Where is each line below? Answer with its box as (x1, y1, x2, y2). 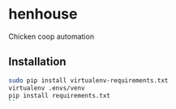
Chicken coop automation (8, 31, 95, 41)
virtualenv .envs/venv (8, 84, 85, 92)
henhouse (8, 5, 78, 23)
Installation (8, 55, 67, 69)
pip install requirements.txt (8, 91, 111, 99)
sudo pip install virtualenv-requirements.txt (8, 76, 169, 85)
